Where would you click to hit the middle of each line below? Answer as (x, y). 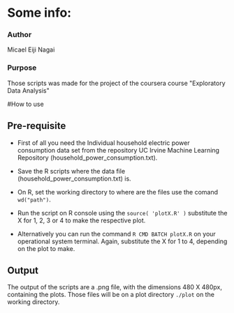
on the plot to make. (46, 248)
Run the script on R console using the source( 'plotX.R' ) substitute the (122, 213)
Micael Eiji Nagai (31, 49)
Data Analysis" (29, 90)
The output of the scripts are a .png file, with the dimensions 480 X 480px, (115, 287)
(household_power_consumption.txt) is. (74, 178)
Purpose (22, 68)
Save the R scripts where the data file (71, 171)
